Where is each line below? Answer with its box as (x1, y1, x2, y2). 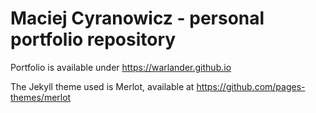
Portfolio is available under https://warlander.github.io (10, 61, 232, 73)
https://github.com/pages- (196, 80, 306, 92)
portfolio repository (10, 28, 177, 51)
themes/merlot (10, 91, 72, 103)
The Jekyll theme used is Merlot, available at (10, 80, 195, 92)
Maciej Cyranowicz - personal (10, 7, 265, 30)
